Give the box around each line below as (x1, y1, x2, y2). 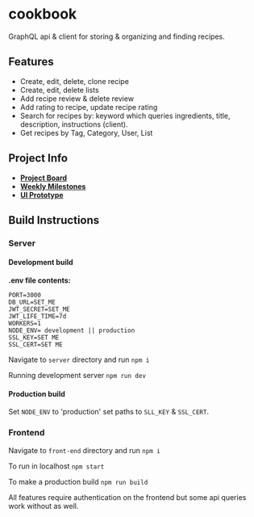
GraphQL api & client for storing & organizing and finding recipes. (8, 32, 226, 41)
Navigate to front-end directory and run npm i (8, 445, 161, 455)
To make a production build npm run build (8, 477, 148, 486)
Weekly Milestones (19, 181, 86, 191)
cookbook (8, 5, 77, 23)
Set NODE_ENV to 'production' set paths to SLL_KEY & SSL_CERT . (8, 407, 210, 417)
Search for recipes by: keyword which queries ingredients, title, (19, 111, 231, 120)
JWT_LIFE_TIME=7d (8, 313, 67, 321)
